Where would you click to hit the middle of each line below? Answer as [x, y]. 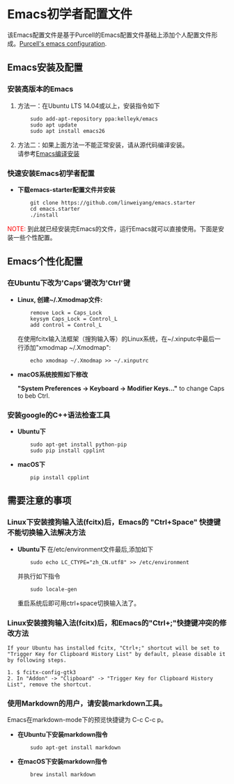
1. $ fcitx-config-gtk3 [42, 672]
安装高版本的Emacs [40, 89]
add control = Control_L [66, 325]
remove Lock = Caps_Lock [66, 313]
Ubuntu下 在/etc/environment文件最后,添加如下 [85, 549]
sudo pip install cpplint [68, 450]
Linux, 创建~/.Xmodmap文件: [60, 299]
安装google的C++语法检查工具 [59, 415]
